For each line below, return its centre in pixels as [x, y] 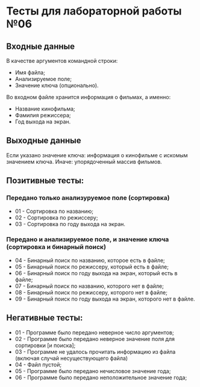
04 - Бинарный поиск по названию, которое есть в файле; [90, 260]
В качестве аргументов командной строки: [62, 61]
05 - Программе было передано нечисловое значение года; [93, 371]
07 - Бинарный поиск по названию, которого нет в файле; [89, 286]
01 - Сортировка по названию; [54, 211]
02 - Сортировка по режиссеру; [56, 217]
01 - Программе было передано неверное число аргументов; [94, 332]
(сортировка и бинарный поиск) [56, 247]
